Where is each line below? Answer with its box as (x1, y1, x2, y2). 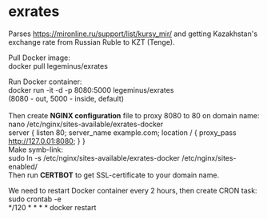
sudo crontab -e (8, 194, 62, 204)
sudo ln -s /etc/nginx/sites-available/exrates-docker (8, 153, 181, 162)
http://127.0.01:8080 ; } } (8, 136, 86, 145)
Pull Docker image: (8, 53, 70, 62)
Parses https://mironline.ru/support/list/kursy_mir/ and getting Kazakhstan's (8, 29, 258, 38)
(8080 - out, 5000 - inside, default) (8, 94, 125, 103)
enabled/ (8, 161, 38, 171)
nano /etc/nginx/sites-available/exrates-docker (8, 119, 164, 129)
